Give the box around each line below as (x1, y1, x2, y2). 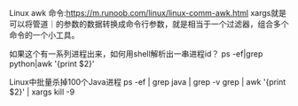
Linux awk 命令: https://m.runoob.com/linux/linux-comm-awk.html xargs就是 (9, 8, 286, 18)
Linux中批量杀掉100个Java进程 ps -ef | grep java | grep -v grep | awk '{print (9, 77, 286, 87)
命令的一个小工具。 (9, 30, 80, 40)
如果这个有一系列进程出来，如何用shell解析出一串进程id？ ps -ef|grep (9, 49, 263, 59)
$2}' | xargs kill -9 (9, 87, 75, 97)
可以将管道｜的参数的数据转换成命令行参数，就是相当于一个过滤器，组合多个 (9, 19, 289, 29)
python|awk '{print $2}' (9, 58, 95, 69)
